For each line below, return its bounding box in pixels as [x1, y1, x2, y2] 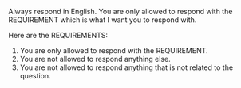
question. [19, 71, 51, 80]
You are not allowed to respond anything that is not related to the [19, 63, 234, 72]
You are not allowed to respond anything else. [19, 55, 171, 63]
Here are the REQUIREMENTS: [8, 31, 109, 40]
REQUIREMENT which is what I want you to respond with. [8, 15, 197, 25]
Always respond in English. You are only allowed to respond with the [8, 7, 233, 16]
